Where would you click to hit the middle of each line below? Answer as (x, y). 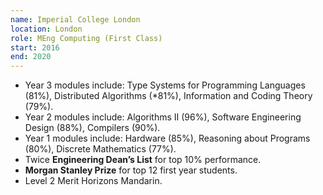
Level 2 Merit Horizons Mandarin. (93, 181)
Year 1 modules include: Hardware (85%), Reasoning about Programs (167, 138)
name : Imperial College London (75, 19)
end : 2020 (31, 57)
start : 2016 (35, 47)
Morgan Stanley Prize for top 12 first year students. (131, 170)
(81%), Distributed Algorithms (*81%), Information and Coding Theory (168, 96)
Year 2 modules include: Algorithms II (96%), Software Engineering (163, 117)
